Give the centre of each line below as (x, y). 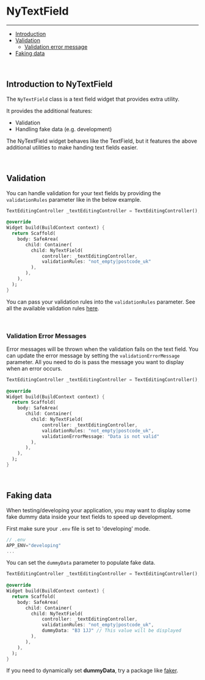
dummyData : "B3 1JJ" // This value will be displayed (112, 631)
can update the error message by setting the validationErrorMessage (93, 356)
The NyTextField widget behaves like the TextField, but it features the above (102, 141)
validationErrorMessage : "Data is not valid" (101, 436)
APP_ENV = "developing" (34, 545)
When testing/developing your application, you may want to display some (99, 510)
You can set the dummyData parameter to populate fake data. (81, 563)
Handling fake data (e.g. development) (63, 129)
